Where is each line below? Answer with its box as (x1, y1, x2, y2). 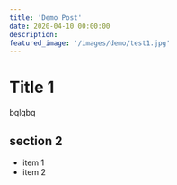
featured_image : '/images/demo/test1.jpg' (9, 38, 171, 48)
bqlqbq (9, 107, 36, 118)
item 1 (22, 157, 45, 168)
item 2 (22, 167, 47, 177)
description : (9, 30, 58, 39)
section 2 (9, 133, 63, 149)
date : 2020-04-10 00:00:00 (9, 22, 111, 31)
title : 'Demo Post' (9, 13, 83, 23)
